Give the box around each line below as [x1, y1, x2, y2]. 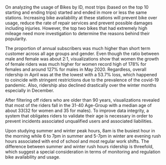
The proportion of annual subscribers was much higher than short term [5, 46, 151, 51]
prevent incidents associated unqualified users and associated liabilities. [5, 118, 153, 124]
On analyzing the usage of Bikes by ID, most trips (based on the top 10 [5, 4, 149, 10]
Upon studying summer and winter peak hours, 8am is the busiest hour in [5, 128, 155, 133]
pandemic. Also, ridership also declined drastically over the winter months [5, 82, 157, 88]
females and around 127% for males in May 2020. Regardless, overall [5, 66, 147, 72]
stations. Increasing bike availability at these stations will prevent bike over [5, 15, 158, 20]
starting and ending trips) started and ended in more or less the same [5, 9, 147, 15]
